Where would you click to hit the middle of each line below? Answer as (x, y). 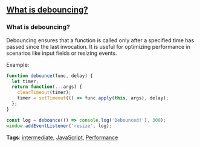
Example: (18, 64)
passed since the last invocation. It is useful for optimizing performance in (98, 46)
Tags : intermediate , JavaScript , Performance (62, 137)
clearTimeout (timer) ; (44, 93)
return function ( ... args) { (47, 87)
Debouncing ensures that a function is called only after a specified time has (100, 40)
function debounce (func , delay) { (50, 76)
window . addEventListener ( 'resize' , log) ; (59, 126)
